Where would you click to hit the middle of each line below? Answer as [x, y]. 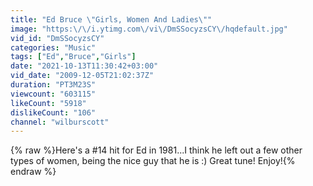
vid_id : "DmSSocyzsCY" [57, 38]
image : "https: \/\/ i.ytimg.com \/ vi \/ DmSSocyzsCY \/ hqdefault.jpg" [149, 29]
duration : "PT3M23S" [53, 85]
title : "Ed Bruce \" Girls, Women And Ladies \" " [111, 19]
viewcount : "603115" [53, 94]
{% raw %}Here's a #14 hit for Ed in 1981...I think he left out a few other [156, 150]
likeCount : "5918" [48, 103]
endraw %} [33, 172]
